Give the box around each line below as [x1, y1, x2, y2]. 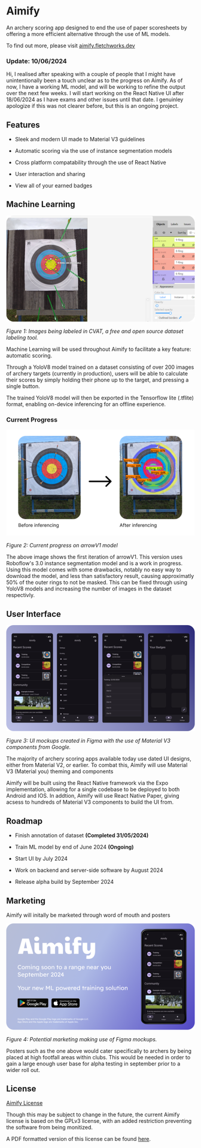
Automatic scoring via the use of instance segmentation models [14, 147, 172, 155]
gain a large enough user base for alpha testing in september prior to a [6, 1060, 181, 1067]
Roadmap [6, 816, 43, 826]
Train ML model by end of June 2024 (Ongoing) [14, 843, 134, 851]
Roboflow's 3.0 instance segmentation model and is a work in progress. [6, 560, 183, 567]
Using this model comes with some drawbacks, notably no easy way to [6, 566, 181, 573]
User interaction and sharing [14, 171, 86, 178]
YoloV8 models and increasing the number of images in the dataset [6, 585, 172, 592]
